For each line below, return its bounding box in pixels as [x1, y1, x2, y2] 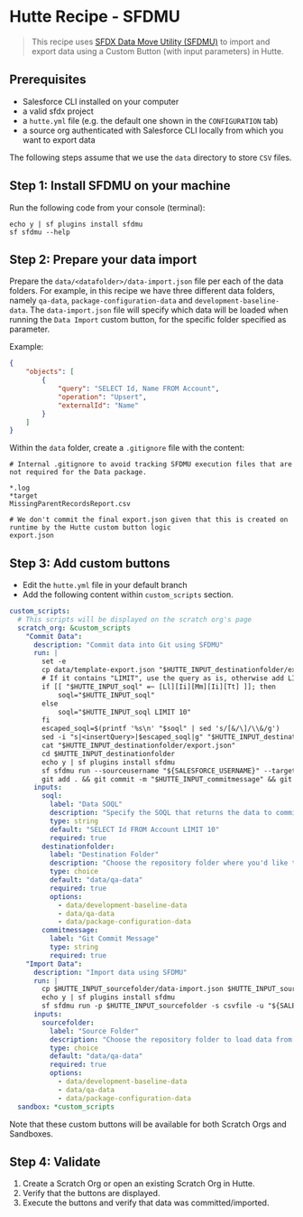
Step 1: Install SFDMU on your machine [9, 178, 231, 193]
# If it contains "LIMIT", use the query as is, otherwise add [41, 674, 284, 683]
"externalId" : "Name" [57, 400, 140, 410]
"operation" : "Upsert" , [57, 392, 147, 401]
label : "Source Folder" [49, 1026, 140, 1035]
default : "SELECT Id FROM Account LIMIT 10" [49, 825, 220, 834]
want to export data [22, 134, 96, 145]
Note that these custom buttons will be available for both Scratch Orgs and [9, 1119, 287, 1129]
